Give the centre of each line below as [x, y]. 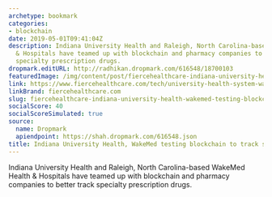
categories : [28, 24]
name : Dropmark [41, 129]
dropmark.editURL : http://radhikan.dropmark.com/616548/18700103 [121, 69]
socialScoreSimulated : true [56, 114]
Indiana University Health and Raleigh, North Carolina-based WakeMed [127, 167]
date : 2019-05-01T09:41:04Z [56, 39]
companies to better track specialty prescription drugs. [100, 184]
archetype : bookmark [43, 16]
